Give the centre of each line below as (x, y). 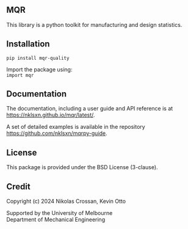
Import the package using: (39, 69)
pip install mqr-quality (38, 58)
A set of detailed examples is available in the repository (76, 127)
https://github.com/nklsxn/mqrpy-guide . (57, 133)
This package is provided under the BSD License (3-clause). (82, 167)
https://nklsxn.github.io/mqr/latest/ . (51, 115)
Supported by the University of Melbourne (60, 213)
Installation (28, 44)
